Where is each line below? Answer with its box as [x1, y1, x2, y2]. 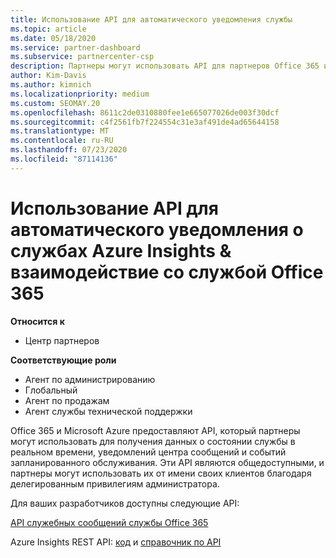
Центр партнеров [24, 334, 100, 346]
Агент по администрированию [24, 373, 156, 385]
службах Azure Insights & [10, 239, 232, 262]
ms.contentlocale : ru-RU [10, 136, 114, 146]
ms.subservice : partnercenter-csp [10, 52, 155, 62]
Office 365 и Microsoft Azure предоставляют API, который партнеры [10, 424, 301, 436]
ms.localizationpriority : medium [10, 89, 150, 99]
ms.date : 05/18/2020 [10, 33, 97, 43]
